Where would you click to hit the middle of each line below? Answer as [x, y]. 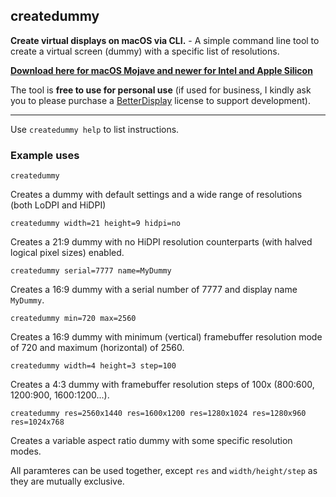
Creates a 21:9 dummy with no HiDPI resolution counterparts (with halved [161, 242]
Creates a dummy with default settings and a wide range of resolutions [156, 195]
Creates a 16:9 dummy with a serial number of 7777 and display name [154, 290]
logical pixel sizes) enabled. [67, 253]
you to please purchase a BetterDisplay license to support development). [160, 100]
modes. [26, 451]
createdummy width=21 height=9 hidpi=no [96, 224]
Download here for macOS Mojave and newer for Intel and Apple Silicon [161, 70]
